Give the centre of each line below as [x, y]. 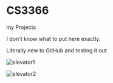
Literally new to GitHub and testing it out [57, 50]
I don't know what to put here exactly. [53, 38]
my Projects [21, 27]
